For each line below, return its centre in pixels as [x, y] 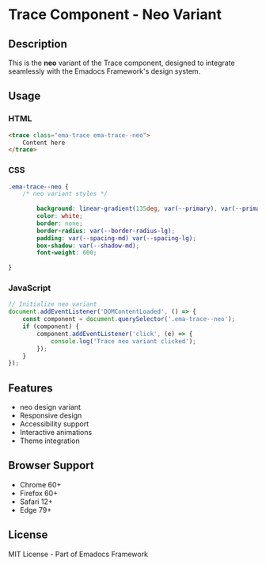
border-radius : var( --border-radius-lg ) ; [106, 231]
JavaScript [30, 288]
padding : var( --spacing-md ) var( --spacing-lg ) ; [116, 238]
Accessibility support [54, 424]
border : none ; [60, 223]
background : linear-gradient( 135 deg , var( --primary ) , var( [136, 209]
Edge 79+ [36, 510]
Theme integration [50, 441]
